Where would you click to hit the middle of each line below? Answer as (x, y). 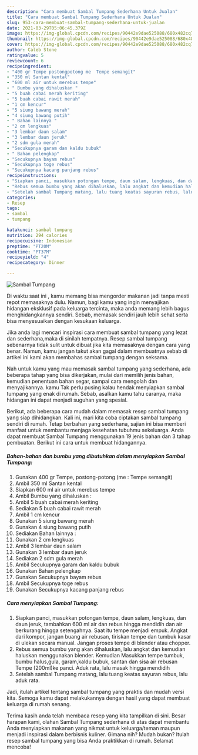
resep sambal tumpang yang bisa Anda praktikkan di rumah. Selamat (90, 740)
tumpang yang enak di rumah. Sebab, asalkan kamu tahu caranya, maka (94, 394)
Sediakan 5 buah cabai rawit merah (58, 508)
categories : (21, 198)
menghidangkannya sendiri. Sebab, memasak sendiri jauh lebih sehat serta (98, 315)
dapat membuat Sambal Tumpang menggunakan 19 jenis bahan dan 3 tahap (99, 436)
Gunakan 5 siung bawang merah (55, 520)
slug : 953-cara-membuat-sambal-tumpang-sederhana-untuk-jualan (86, 22)
